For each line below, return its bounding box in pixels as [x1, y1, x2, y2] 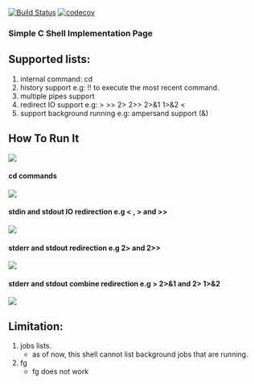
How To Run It [8, 131, 80, 145]
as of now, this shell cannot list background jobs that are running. [31, 349, 249, 359]
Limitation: [8, 319, 64, 333]
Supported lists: [8, 52, 91, 66]
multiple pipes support [19, 91, 95, 101]
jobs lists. [19, 341, 52, 351]
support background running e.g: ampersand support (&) [19, 108, 209, 118]
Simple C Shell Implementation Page [8, 27, 153, 39]
